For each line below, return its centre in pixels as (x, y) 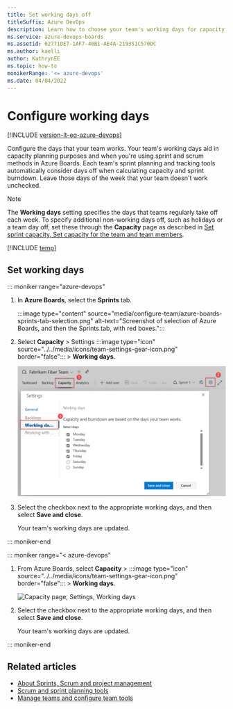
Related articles (42, 666)
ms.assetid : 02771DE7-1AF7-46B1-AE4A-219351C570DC (82, 44)
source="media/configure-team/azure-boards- (155, 313)
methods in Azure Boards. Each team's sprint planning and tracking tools (111, 163)
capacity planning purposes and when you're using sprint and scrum (105, 156)
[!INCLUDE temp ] (32, 248)
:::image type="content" (52, 313)
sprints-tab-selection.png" (55, 321)
